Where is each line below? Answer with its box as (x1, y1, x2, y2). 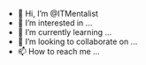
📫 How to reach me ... (17, 47, 100, 56)
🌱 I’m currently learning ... (17, 27, 112, 37)
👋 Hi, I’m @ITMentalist (17, 9, 99, 18)
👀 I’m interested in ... (17, 18, 93, 28)
